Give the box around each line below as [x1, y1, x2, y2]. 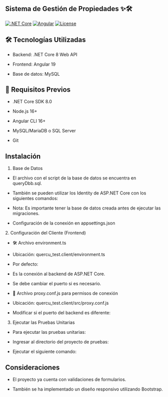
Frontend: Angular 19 [12, 61, 56, 67]
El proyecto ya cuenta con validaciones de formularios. [12, 376, 126, 382]
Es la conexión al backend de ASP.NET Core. [12, 271, 105, 277]
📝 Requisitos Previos [5, 85, 71, 94]
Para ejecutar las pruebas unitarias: [12, 329, 86, 335]
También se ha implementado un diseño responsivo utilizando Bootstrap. [12, 386, 163, 392]
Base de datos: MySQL [12, 71, 60, 77]
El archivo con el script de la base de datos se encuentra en [12, 175, 136, 181]
